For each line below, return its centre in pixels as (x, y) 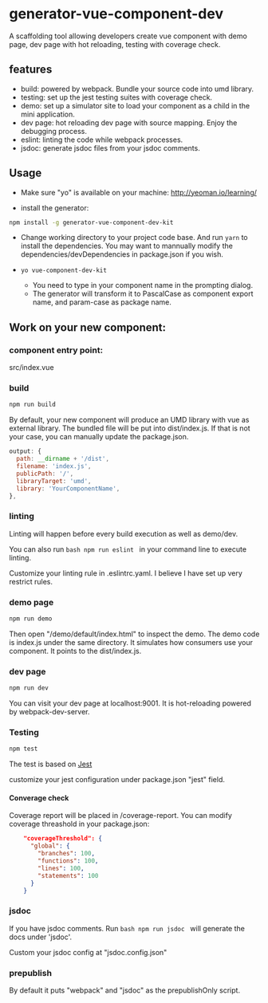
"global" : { (50, 846)
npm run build (33, 405)
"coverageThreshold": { (63, 839)
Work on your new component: (88, 327)
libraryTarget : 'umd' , (54, 481)
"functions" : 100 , (68, 861)
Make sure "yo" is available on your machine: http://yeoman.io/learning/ (139, 192)
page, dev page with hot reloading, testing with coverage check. (115, 44)
